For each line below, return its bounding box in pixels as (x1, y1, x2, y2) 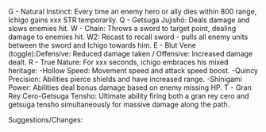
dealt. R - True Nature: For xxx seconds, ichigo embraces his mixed (8, 57, 229, 67)
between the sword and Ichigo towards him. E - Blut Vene (8, 41, 197, 50)
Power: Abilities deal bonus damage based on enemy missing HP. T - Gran (8, 83, 252, 92)
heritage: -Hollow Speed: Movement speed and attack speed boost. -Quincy (8, 66, 258, 75)
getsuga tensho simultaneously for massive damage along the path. (8, 99, 230, 109)
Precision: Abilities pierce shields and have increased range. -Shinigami (8, 75, 242, 83)
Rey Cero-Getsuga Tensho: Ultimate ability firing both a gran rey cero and (8, 91, 249, 100)
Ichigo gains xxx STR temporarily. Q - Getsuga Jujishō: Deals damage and (8, 15, 250, 25)
